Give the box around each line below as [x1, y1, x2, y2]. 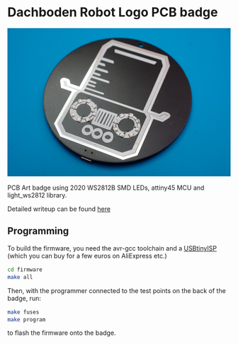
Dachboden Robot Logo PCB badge [7, 4, 218, 21]
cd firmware [7, 266, 42, 273]
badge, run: [7, 294, 41, 302]
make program [7, 316, 46, 323]
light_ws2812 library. [7, 191, 67, 200]
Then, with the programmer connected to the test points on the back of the [7, 286, 227, 294]
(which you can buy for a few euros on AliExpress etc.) [7, 251, 168, 260]
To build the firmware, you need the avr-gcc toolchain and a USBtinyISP [7, 243, 217, 252]
